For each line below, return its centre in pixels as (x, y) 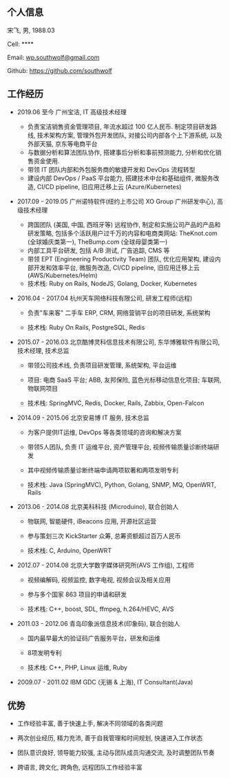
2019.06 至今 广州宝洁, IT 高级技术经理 (72, 111)
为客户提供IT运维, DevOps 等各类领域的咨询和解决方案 (104, 432)
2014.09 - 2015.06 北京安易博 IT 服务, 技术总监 (83, 418)
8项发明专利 (44, 653)
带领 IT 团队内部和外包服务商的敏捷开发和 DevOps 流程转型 (111, 169)
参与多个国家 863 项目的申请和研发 (77, 594)
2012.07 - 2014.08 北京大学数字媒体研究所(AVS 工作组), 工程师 (106, 565)
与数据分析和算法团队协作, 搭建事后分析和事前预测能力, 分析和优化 (121, 152)
